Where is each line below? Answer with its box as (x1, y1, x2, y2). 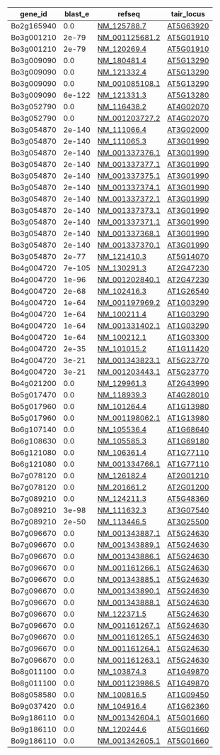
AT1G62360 (167, 702, 209, 711)
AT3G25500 (167, 517, 209, 527)
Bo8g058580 (11, 690, 57, 700)
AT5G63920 (167, 21, 209, 31)
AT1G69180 (167, 436, 209, 446)
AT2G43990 (167, 379, 209, 388)
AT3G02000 (167, 125, 209, 134)
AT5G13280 (167, 90, 209, 100)
